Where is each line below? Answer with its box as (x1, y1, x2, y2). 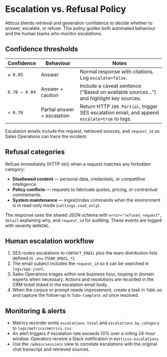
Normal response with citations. (80, 68, 154, 75)
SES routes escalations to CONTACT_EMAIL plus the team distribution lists (12, 250, 158, 256)
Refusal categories (5, 148, 65, 156)
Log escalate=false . (80, 74, 128, 81)
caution (40, 91, 59, 98)
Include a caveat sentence (80, 82, 142, 89)
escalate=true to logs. (80, 115, 132, 122)
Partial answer (40, 106, 75, 113)
